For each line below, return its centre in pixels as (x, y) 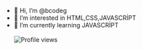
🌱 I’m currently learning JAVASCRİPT (66, 25)
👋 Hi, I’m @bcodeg (40, 11)
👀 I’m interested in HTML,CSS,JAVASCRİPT (75, 18)
